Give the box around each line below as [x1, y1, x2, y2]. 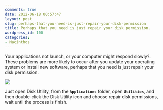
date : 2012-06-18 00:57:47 [5, 12, 61, 17]
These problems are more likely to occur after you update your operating [5, 58, 155, 65]
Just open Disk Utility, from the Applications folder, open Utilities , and [5, 88, 155, 94]
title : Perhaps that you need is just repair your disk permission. [5, 26, 151, 31]
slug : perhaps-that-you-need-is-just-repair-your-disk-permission [5, 21, 146, 26]
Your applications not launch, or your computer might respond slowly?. [5, 53, 151, 59]
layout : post [5, 16, 32, 21]
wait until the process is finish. [5, 99, 68, 105]
